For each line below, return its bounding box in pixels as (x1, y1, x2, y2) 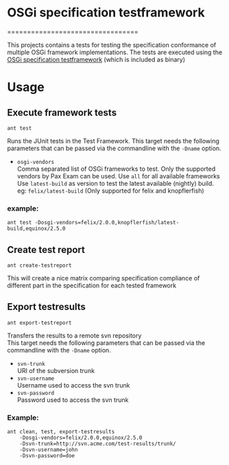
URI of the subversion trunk (16, 366, 95, 374)
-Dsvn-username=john (19, 446, 78, 453)
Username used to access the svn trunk (16, 381, 130, 389)
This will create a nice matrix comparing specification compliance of (7, 274, 200, 283)
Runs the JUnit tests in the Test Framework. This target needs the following (7, 136, 219, 145)
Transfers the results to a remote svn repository (7, 331, 142, 339)
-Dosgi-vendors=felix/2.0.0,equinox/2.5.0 (19, 434, 143, 442)
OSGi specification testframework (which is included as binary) (7, 55, 186, 63)
